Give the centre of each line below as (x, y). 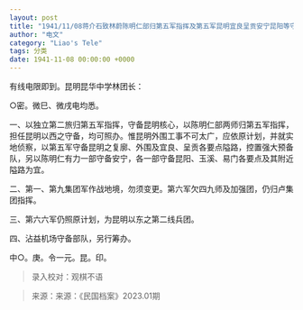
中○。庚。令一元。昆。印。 (60, 257)
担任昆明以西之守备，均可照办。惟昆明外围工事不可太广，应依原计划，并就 (147, 136)
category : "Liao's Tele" (56, 43)
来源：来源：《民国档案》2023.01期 (96, 296)
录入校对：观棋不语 (67, 277)
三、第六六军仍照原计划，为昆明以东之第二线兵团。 (104, 219)
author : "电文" (37, 34)
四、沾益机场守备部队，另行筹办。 (73, 238)
